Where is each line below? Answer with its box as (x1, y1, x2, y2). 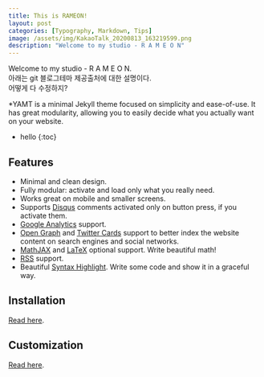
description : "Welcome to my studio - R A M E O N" (8, 42, 185, 50)
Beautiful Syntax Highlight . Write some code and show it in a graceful (19, 262, 250, 272)
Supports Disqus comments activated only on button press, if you (19, 202, 237, 211)
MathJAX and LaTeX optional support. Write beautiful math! (19, 244, 217, 254)
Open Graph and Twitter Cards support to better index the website (19, 227, 239, 237)
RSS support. (19, 253, 64, 263)
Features (8, 155, 54, 169)
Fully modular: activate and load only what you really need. (19, 185, 215, 195)
